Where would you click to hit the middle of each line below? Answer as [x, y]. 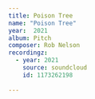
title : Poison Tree [41, 16]
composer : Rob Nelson [44, 46]
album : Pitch [30, 38]
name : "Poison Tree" [43, 23]
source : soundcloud [55, 68]
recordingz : [28, 53]
